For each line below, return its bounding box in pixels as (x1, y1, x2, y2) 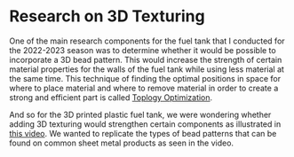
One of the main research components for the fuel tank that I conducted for (9, 35, 286, 46)
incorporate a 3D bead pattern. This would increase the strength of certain (9, 54, 282, 65)
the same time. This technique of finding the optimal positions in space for (9, 73, 282, 83)
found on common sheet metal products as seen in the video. (9, 137, 234, 148)
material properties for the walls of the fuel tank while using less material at (9, 64, 284, 75)
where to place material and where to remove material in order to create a (9, 82, 279, 93)
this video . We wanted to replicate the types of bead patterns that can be (9, 128, 277, 138)
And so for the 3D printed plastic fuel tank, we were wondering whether (9, 109, 272, 120)
